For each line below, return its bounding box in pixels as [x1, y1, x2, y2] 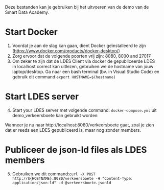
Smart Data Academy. [5, 9, 49, 15]
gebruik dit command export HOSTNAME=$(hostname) [12, 73, 116, 80]
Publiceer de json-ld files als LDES [5, 144, 147, 156]
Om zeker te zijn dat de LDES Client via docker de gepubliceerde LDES [12, 58, 155, 64]
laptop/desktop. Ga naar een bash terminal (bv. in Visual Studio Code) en [12, 69, 160, 74]
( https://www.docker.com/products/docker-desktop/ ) [12, 47, 120, 53]
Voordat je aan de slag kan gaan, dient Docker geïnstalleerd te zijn [12, 43, 146, 48]
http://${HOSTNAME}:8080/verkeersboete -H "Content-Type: [12, 176, 133, 181]
